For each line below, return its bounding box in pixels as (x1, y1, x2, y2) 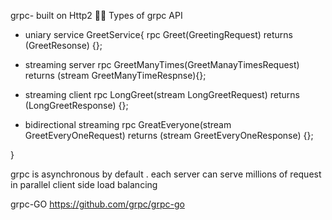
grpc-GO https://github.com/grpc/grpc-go (10, 198, 185, 210)
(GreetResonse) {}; (24, 40, 103, 51)
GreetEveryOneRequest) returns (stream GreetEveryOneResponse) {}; (24, 130, 314, 141)
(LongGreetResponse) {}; (24, 100, 129, 111)
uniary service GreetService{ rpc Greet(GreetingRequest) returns (24, 29, 293, 40)
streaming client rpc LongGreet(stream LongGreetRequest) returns (24, 89, 300, 100)
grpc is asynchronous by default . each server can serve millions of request (10, 168, 322, 180)
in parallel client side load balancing (10, 179, 158, 190)
